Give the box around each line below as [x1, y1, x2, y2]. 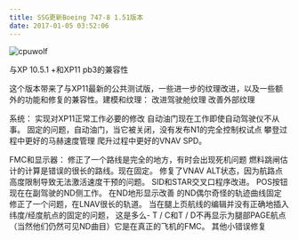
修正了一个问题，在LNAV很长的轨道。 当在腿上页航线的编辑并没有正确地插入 [9, 198, 289, 209]
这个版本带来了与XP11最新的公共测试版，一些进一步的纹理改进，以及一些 [9, 83, 276, 93]
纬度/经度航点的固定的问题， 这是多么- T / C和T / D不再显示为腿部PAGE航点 [9, 210, 286, 220]
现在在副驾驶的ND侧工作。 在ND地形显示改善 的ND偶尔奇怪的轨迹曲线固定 [9, 188, 282, 198]
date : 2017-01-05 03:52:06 [9, 21, 109, 30]
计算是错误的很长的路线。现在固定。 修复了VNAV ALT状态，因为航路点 [24, 165, 283, 176]
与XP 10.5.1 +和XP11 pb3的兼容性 [9, 64, 129, 75]
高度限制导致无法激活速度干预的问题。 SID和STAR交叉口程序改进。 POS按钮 [9, 176, 288, 187]
